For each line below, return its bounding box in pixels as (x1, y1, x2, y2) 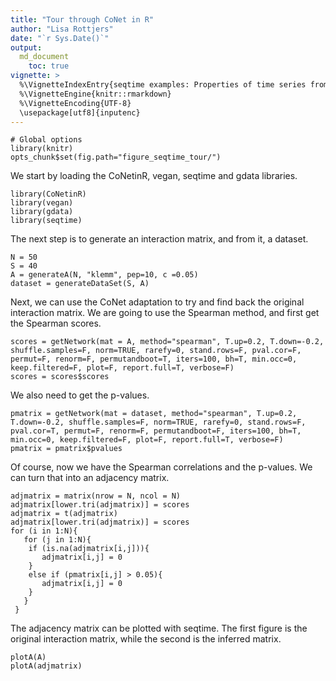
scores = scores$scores (10, 372, 110, 382)
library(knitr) (10, 144, 74, 154)
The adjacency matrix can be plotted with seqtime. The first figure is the (10, 622, 308, 635)
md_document (19, 52, 70, 62)
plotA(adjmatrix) (10, 661, 83, 671)
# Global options (10, 135, 83, 145)
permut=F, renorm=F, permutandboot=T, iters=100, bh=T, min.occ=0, (10, 354, 298, 365)
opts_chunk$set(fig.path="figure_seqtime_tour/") (10, 152, 222, 163)
